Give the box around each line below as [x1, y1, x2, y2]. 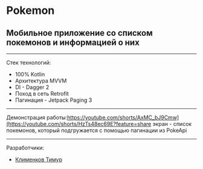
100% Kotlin [14, 71, 45, 78]
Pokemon [6, 4, 55, 18]
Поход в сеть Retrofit [14, 90, 69, 97]
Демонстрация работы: [6, 114, 68, 121]
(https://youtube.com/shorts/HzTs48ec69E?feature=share [6, 121, 152, 127]
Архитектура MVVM [14, 77, 67, 84]
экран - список [152, 121, 192, 127]
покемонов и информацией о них [6, 37, 140, 47]
